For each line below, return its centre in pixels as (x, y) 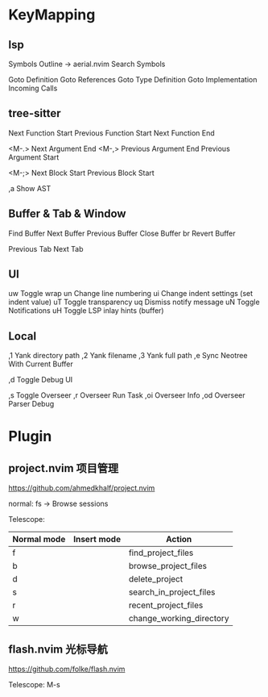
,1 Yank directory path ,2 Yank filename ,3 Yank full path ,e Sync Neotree (128, 356)
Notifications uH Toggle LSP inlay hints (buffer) (86, 311)
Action (179, 540)
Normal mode (39, 540)
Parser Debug (31, 404)
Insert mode (97, 540)
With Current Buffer (41, 364)
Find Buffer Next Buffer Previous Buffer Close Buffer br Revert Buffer (122, 233)
